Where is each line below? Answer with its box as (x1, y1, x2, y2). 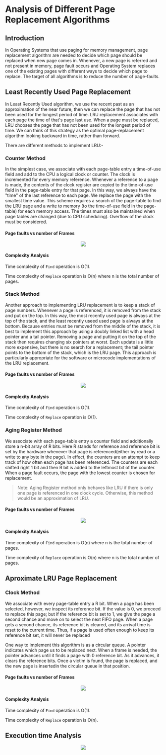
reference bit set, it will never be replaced (5, 632, 90, 638)
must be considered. (5, 219, 48, 225)
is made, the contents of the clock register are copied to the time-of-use (5, 182, 153, 188)
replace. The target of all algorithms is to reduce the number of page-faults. (5, 74, 160, 79)
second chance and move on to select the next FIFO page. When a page (5, 616, 153, 622)
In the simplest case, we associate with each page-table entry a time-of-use (5, 166, 161, 172)
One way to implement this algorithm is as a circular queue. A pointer (5, 642, 146, 648)
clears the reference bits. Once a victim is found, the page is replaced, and (5, 658, 158, 664)
